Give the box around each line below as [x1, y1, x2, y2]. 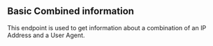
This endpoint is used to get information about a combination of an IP [7, 23, 207, 32]
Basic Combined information [7, 5, 135, 17]
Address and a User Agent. [7, 31, 85, 39]
